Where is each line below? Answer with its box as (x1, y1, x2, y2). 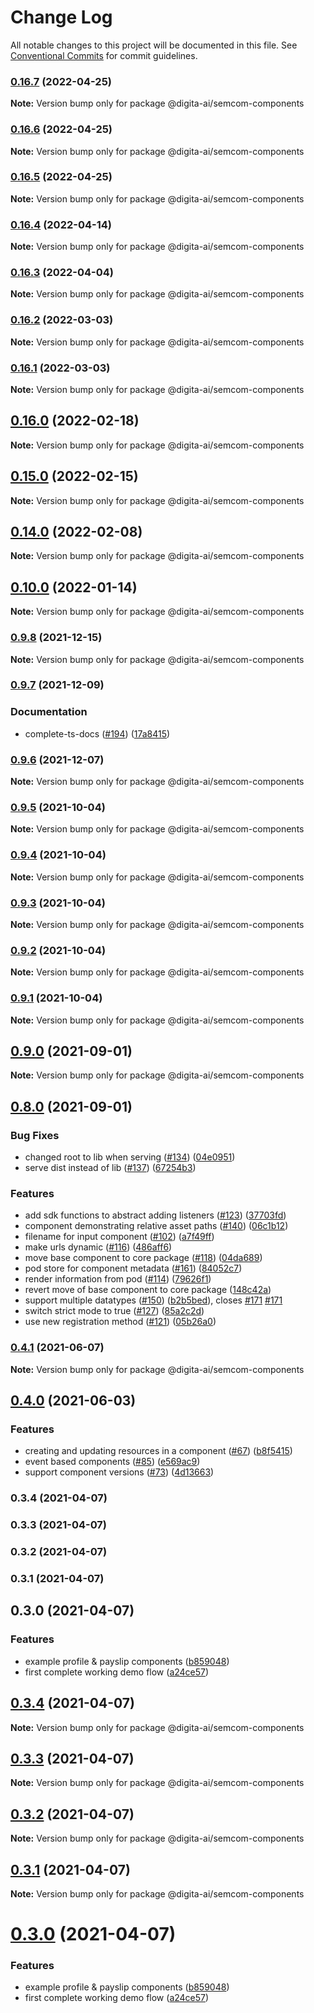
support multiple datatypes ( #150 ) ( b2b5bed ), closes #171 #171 (24, 1294, 283, 1306)
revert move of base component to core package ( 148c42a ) (24, 1284, 272, 1296)
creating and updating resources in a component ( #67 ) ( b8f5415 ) (24, 1445, 293, 1457)
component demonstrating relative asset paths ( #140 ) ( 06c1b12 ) (24, 1220, 289, 1232)
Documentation (10, 705, 88, 719)
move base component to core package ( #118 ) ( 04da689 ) (24, 1252, 263, 1264)
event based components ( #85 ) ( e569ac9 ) (24, 1456, 201, 1468)
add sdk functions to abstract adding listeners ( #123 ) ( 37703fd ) (24, 1209, 287, 1221)
